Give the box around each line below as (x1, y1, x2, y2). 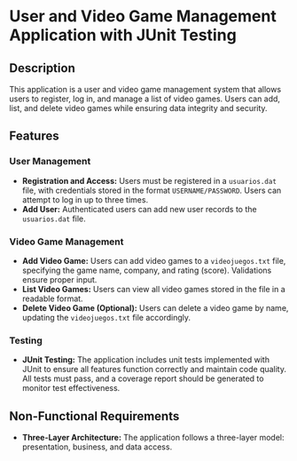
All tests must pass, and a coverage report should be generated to (21, 373, 264, 384)
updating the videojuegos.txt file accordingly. (21, 312, 191, 322)
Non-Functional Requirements (9, 409, 180, 424)
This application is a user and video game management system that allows (9, 84, 282, 94)
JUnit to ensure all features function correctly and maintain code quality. (21, 364, 286, 375)
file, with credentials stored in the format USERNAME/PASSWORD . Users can (21, 185, 282, 195)
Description (9, 60, 75, 76)
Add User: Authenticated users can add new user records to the (21, 203, 257, 214)
